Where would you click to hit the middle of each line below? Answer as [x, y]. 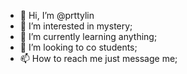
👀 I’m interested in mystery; [76, 26]
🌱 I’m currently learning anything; [88, 36]
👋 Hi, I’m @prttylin [57, 15]
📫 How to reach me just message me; [98, 58]
